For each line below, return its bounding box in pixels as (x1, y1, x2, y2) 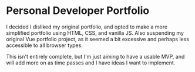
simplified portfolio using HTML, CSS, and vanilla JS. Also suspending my (6, 29, 184, 36)
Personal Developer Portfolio (6, 4, 150, 17)
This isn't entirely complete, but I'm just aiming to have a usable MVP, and (6, 53, 185, 60)
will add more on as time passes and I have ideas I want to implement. (6, 59, 176, 66)
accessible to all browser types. (6, 42, 83, 49)
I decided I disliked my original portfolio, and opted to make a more (6, 23, 168, 30)
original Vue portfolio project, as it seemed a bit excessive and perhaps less (6, 35, 190, 42)
